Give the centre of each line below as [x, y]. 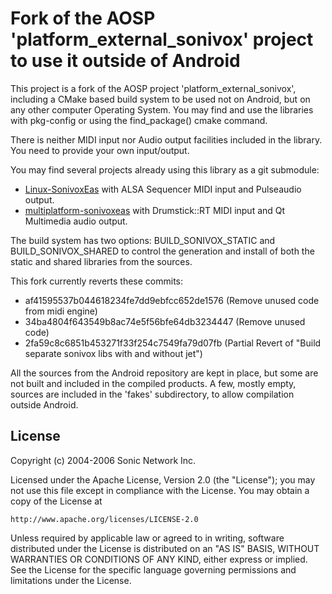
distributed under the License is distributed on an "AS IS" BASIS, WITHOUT [165, 548]
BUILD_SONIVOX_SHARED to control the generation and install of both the [162, 251]
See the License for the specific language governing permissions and [153, 569]
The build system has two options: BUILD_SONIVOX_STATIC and [143, 240]
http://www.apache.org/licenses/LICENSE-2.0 [104, 519]
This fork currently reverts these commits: [97, 281]
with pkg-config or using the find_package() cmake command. [139, 120]
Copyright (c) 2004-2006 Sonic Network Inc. [103, 460]
